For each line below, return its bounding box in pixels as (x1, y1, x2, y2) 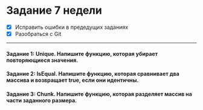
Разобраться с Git (14, 31, 62, 37)
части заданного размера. (6, 97, 77, 104)
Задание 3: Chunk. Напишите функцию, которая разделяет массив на (6, 90, 192, 97)
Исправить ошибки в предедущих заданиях (14, 23, 129, 31)
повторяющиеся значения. (6, 57, 79, 64)
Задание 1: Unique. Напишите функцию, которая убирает (6, 50, 158, 57)
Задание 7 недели (6, 4, 103, 17)
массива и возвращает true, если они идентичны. (6, 76, 139, 84)
